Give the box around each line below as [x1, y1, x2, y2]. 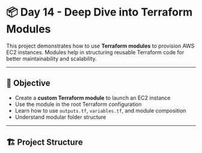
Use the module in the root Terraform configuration [14, 101, 142, 108]
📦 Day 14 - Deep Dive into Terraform [6, 5, 193, 19]
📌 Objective [6, 78, 50, 89]
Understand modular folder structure [14, 113, 106, 120]
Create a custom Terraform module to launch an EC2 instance [14, 94, 171, 101]
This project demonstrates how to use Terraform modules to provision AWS [6, 42, 195, 49]
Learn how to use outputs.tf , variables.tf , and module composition [14, 107, 186, 114]
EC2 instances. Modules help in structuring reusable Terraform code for [6, 48, 185, 55]
